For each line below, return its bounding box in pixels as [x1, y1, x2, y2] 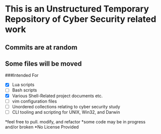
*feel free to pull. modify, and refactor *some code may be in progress [5, 119, 145, 124]
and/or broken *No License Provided [5, 124, 79, 130]
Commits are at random [5, 43, 78, 51]
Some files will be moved [5, 60, 82, 68]
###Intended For [5, 73, 39, 78]
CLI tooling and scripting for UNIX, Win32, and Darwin [12, 109, 120, 115]
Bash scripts [12, 87, 37, 93]
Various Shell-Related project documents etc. [12, 93, 103, 99]
